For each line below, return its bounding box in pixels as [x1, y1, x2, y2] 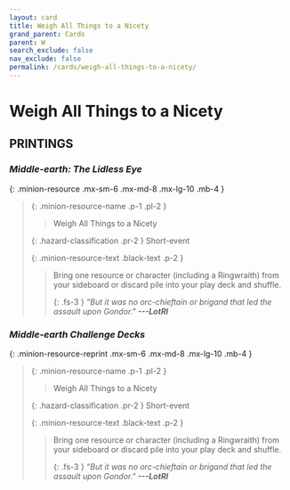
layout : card [9, 12, 58, 22]
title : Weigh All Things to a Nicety [9, 21, 149, 30]
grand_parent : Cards [9, 29, 86, 38]
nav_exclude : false [9, 54, 82, 63]
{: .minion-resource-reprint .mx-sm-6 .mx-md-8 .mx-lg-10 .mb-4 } [9, 348, 253, 359]
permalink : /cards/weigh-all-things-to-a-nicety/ [9, 63, 197, 72]
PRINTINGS [9, 136, 74, 151]
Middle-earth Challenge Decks [9, 328, 146, 340]
